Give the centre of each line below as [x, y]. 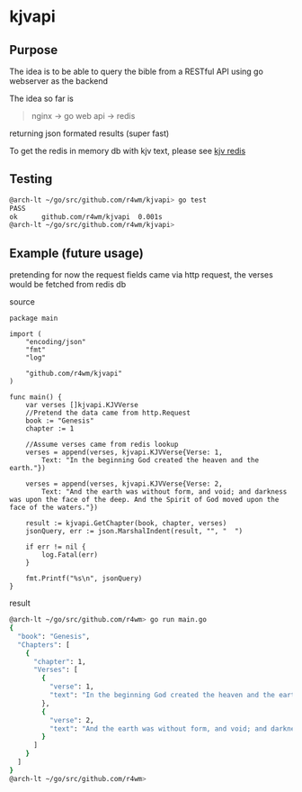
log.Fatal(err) [70, 555]
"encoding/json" [56, 342]
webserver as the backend [59, 81]
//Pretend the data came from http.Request [108, 413]
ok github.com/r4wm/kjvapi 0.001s [86, 217]
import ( [26, 334]
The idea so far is [42, 98]
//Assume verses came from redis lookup [102, 445]
